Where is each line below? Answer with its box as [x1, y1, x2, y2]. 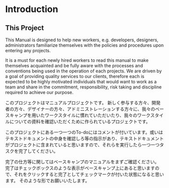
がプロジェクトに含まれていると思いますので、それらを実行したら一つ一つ [5, 142, 160, 148]
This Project [5, 24, 44, 32]
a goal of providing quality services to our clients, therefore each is [5, 73, 145, 79]
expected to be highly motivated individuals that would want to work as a [5, 79, 157, 84]
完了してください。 [18, 148, 59, 154]
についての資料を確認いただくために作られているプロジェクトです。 [9, 119, 150, 124]
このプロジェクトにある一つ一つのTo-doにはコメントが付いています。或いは [5, 129, 163, 135]
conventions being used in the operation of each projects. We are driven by [5, 68, 162, 74]
